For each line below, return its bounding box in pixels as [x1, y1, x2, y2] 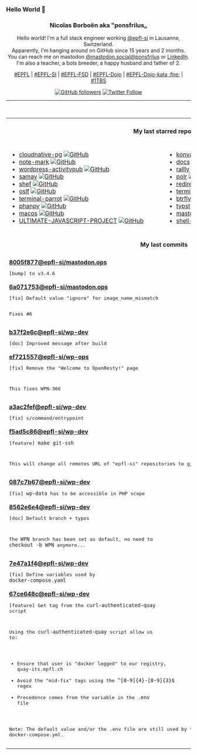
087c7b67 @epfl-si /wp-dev [9, 478, 90, 486]
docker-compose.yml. [9, 731, 64, 738]
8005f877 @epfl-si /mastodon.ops [9, 258, 107, 266]
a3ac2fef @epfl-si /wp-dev [9, 403, 86, 411]
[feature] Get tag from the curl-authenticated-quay [9, 602, 156, 608]
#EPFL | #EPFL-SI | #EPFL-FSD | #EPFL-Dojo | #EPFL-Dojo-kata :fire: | [13, 71, 184, 78]
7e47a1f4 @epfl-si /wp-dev [9, 559, 89, 567]
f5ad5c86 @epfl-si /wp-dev [9, 427, 89, 435]
